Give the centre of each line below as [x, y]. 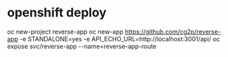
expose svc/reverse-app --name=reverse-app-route [82, 46]
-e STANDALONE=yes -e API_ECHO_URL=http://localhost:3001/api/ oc [120, 38]
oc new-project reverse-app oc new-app [65, 32]
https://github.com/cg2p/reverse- [173, 32]
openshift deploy [57, 13]
